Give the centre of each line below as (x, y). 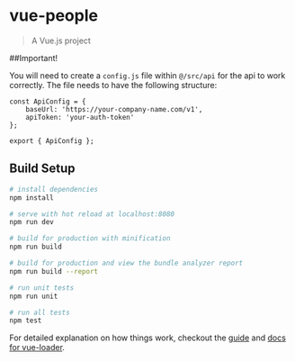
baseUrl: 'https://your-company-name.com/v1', (114, 109)
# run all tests (40, 312)
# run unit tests (42, 288)
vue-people (54, 16)
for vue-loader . (37, 347)
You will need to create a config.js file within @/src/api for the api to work (147, 75)
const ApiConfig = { (48, 101)
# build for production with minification (90, 239)
